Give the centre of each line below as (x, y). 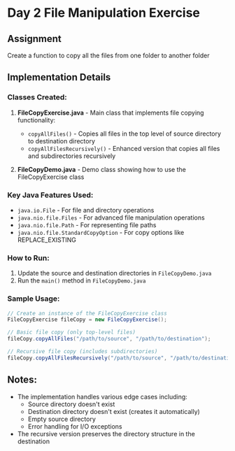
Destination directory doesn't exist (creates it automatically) (114, 411)
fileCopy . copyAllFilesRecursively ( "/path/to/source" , (87, 358)
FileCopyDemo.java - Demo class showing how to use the (102, 169)
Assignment (34, 39)
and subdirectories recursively (72, 156)
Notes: (22, 380)
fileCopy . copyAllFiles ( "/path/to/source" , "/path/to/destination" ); (109, 339)
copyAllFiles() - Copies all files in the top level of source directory (124, 134)
